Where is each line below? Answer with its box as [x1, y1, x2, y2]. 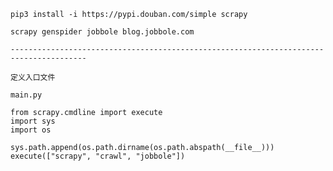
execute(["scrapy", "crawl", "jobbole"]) [10, 151, 186, 161]
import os [10, 125, 52, 135]
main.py [10, 90, 43, 100]
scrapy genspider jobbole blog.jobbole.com [10, 27, 195, 37]
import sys [10, 116, 56, 126]
